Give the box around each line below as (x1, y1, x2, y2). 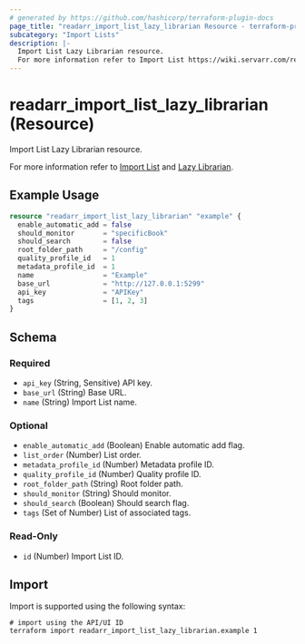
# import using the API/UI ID (9, 619, 124, 628)
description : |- (9, 38, 71, 48)
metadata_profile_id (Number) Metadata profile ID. (22, 459, 215, 470)
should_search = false (17, 237, 132, 246)
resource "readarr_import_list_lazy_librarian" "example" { (9, 211, 242, 220)
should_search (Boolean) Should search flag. (22, 498, 190, 509)
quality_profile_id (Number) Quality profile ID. (22, 469, 202, 480)
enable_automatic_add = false (17, 220, 132, 229)
